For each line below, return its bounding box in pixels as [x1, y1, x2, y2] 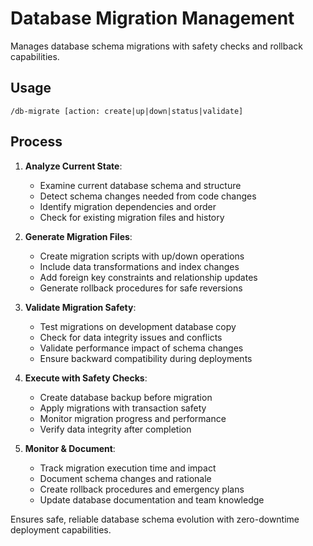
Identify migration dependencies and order [39, 200, 217, 212]
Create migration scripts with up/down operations [39, 250, 245, 262]
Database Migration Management [10, 7, 295, 30]
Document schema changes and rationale [39, 472, 212, 484]
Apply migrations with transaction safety [39, 402, 207, 414]
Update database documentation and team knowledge [39, 493, 265, 506]
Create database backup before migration [39, 391, 213, 403]
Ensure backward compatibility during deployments [39, 352, 253, 364]
